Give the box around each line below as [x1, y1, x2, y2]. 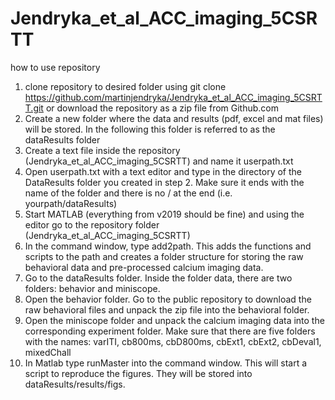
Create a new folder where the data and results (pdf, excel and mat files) [24, 112, 324, 124]
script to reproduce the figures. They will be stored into [24, 367, 253, 379]
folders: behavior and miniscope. [24, 282, 161, 294]
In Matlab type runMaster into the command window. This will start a [24, 357, 308, 369]
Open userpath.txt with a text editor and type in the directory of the [24, 165, 302, 177]
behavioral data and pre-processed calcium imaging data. [24, 261, 264, 273]
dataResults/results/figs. [24, 378, 126, 390]
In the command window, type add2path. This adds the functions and [24, 240, 312, 252]
